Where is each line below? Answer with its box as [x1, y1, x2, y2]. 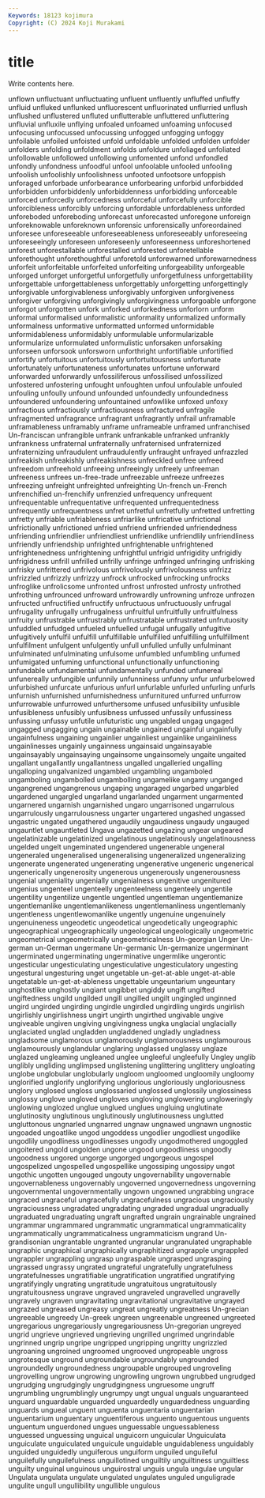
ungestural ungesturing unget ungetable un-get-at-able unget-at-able [8, 968, 236, 978]
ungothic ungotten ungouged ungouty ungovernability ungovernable [8, 1170, 231, 1179]
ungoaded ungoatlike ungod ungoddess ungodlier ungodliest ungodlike [8, 1128, 241, 1137]
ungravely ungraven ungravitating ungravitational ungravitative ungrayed [8, 1296, 245, 1306]
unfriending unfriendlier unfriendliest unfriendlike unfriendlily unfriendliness [8, 531, 255, 541]
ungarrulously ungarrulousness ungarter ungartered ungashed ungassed [8, 808, 246, 819]
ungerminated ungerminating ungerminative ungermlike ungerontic [8, 951, 226, 961]
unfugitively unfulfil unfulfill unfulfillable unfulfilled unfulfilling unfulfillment [8, 632, 250, 641]
